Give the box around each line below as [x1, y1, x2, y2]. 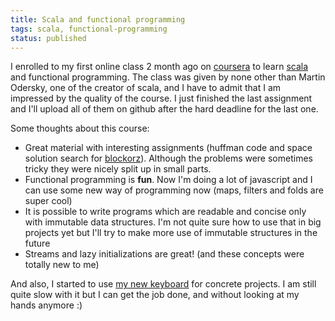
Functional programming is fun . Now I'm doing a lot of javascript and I [24, 174, 313, 186]
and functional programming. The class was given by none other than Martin [10, 71, 326, 83]
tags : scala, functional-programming [10, 24, 168, 34]
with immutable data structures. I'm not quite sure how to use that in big [24, 216, 322, 228]
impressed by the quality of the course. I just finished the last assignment [10, 92, 313, 105]
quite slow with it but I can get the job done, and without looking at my [10, 289, 300, 301]
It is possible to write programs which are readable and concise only [24, 206, 307, 218]
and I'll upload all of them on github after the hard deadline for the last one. [10, 103, 319, 115]
